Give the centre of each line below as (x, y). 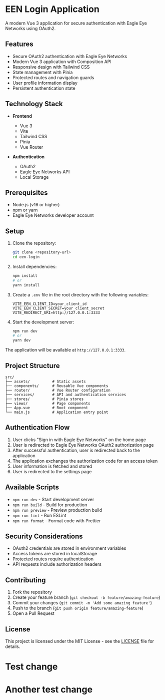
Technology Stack (34, 104)
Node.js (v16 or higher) (36, 205)
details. (13, 646)
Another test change (49, 690)
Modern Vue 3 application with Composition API (62, 62)
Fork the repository (32, 592)
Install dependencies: (34, 266)
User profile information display (45, 83)
